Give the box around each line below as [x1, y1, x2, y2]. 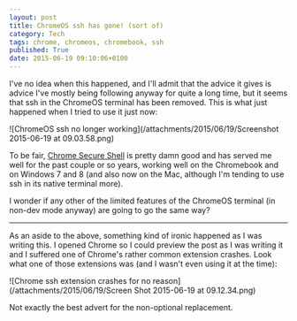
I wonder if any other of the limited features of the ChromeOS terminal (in [9, 195, 276, 206]
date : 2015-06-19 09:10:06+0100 [9, 54, 128, 63]
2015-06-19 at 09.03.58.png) [9, 134, 115, 143]
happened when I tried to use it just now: [9, 107, 158, 117]
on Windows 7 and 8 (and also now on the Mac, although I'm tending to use [9, 169, 285, 180]
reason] [152, 276, 181, 286]
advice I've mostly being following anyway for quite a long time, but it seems [9, 88, 288, 98]
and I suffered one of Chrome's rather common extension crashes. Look [9, 249, 272, 259]
